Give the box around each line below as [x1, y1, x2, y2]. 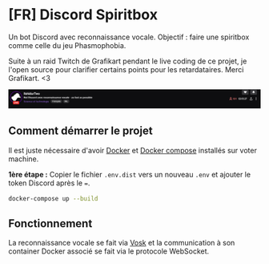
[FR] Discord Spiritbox [8, 6, 159, 24]
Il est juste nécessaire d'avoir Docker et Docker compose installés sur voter [8, 145, 258, 155]
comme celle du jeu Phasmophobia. [8, 40, 126, 50]
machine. [8, 154, 39, 164]
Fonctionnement [8, 217, 93, 230]
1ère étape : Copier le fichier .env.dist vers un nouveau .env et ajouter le [8, 169, 251, 179]
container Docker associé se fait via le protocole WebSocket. [8, 246, 210, 256]
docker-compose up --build [8, 194, 98, 202]
